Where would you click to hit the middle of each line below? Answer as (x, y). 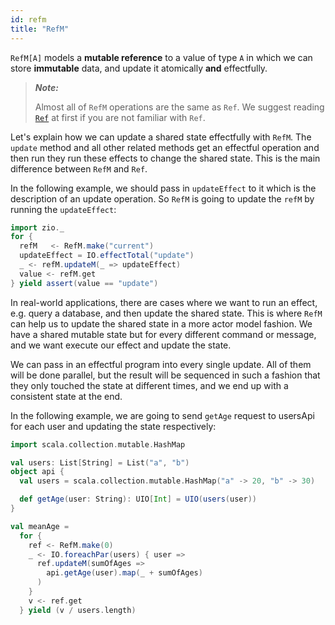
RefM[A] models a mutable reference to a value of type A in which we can (161, 57)
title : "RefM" (40, 29)
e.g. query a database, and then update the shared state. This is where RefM (166, 313)
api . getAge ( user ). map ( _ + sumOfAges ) (124, 573)
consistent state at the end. (66, 396)
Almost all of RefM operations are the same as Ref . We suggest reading (179, 107)
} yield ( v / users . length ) (78, 610)
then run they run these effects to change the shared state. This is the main (165, 158)
